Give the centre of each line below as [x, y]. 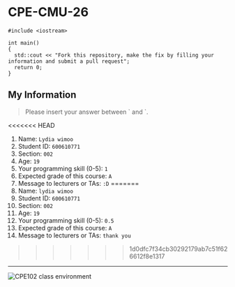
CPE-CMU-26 [48, 12]
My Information [42, 95]
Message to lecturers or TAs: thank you [74, 235]
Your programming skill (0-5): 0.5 [66, 220]
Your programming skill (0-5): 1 [63, 168]
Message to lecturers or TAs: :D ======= [78, 183]
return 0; [28, 67]
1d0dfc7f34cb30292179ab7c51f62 [179, 249]
